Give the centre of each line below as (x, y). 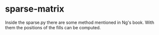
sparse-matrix (35, 9)
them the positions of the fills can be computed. (53, 27)
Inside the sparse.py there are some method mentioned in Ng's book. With (80, 22)
